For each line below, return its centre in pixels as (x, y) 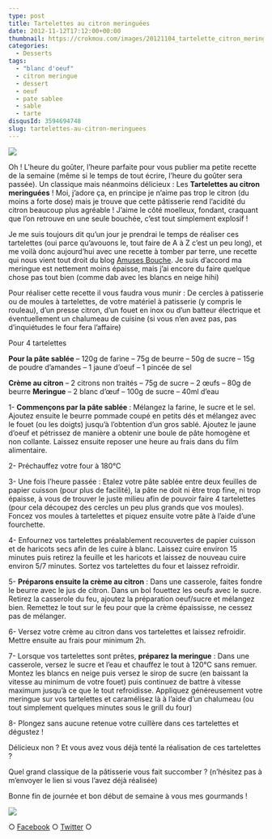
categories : (28, 46)
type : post (27, 16)
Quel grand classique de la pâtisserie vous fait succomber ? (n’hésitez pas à (136, 771)
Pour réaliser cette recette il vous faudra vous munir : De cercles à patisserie (136, 293)
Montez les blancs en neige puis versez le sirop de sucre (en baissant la (128, 673)
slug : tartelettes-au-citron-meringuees (78, 129)
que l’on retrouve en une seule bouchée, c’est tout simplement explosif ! (128, 218)
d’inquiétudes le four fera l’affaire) (65, 327)
